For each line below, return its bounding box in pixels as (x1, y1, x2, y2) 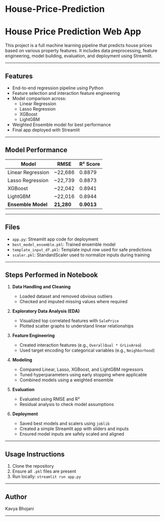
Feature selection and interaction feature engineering (12, 90, 120, 96)
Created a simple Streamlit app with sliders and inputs (19, 426, 129, 432)
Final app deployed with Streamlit (12, 127, 80, 133)
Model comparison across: (12, 95, 67, 101)
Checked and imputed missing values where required (19, 299, 128, 305)
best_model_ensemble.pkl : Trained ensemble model (12, 241, 116, 247)
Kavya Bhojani (5, 506, 34, 512)
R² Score (79, 160, 101, 167)
